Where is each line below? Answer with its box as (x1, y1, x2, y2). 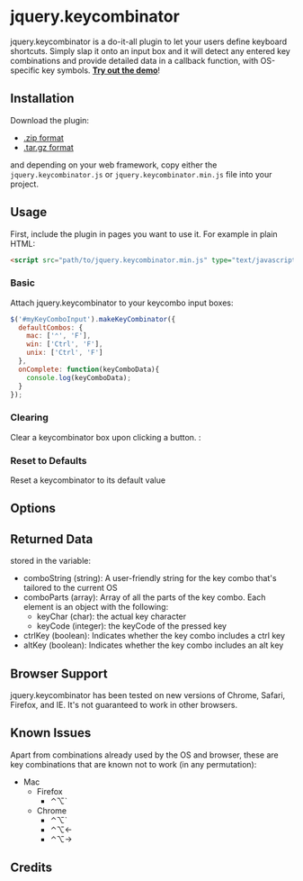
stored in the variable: (10, 556, 91, 567)
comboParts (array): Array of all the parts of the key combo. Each (22, 592, 266, 603)
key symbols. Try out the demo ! (41, 65, 161, 76)
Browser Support (10, 666, 109, 681)
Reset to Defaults (10, 454, 87, 467)
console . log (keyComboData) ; (26, 373, 131, 382)
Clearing (10, 412, 49, 424)
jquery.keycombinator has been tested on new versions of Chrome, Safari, (10, 690, 286, 701)
